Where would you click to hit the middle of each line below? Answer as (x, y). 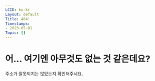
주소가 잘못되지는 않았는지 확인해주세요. (44, 74)
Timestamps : (18, 24)
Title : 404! (18, 19)
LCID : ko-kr (18, 10)
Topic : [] (16, 33)
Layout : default (22, 14)
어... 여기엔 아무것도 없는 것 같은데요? (78, 59)
